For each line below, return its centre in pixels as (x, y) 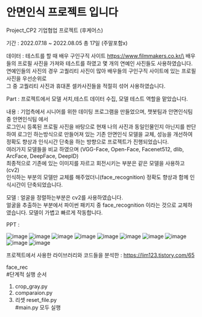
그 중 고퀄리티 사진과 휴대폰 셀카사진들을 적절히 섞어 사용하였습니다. (86, 86)
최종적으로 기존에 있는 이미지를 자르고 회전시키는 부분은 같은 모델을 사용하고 (96, 163)
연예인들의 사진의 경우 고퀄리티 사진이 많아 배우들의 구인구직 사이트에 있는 (93, 71)
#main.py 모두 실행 (38, 307)
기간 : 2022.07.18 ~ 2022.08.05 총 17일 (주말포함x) (67, 43)
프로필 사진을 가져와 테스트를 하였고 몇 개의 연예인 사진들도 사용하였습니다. (105, 63)
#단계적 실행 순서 (27, 274)
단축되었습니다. (45, 184)
